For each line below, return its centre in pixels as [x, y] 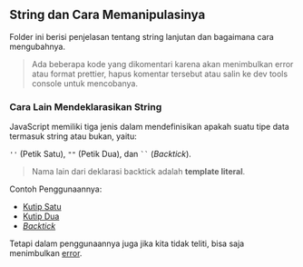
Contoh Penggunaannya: [56, 189]
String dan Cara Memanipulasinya [108, 15]
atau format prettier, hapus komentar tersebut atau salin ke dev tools [160, 74]
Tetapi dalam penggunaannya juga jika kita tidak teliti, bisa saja [127, 243]
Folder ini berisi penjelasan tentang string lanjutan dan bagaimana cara [142, 36]
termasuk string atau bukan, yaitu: [73, 136]
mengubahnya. [38, 46]
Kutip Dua [41, 216]
